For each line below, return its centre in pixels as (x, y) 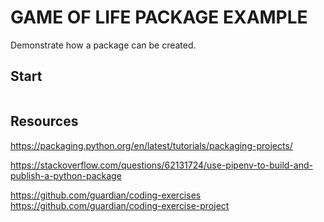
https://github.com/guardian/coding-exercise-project (120, 205)
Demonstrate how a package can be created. (103, 45)
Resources (44, 121)
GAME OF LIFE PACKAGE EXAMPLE (159, 17)
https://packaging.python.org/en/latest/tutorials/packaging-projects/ (151, 145)
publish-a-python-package (66, 175)
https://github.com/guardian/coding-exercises (106, 195)
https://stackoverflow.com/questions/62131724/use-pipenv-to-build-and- (161, 165)
